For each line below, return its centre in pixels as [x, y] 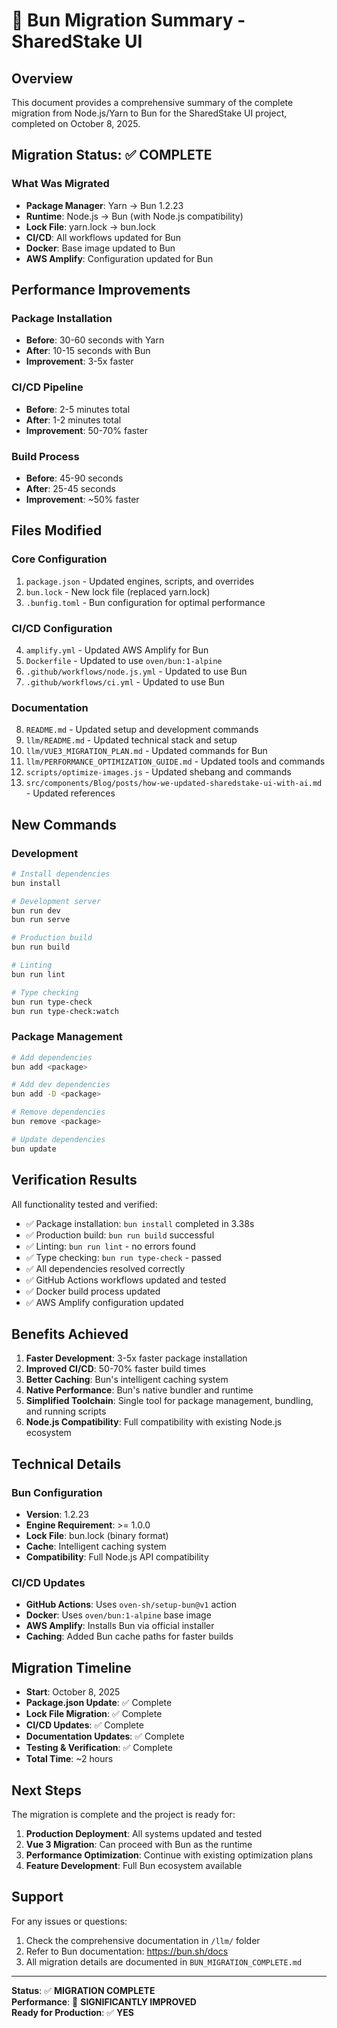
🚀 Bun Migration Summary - [128, 20]
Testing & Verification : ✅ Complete [99, 1748]
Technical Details [66, 1464]
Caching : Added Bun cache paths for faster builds [129, 1636]
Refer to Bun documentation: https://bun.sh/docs [127, 1951]
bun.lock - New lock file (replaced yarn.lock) [118, 591]
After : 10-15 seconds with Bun [88, 351]
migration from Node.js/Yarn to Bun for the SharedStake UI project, [149, 113]
